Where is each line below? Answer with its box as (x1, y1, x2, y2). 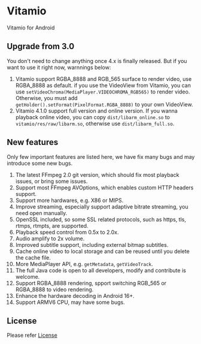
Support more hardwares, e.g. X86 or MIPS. (15, 197, 124, 204)
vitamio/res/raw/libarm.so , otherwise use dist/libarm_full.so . (15, 120, 175, 127)
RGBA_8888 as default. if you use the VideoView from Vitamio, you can (15, 82, 191, 89)
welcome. (15, 273, 40, 280)
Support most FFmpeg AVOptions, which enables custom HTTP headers (15, 184, 194, 191)
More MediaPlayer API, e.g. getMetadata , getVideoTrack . (15, 260, 153, 267)
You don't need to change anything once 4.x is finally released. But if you (7, 57, 187, 64)
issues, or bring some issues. (15, 177, 88, 185)
